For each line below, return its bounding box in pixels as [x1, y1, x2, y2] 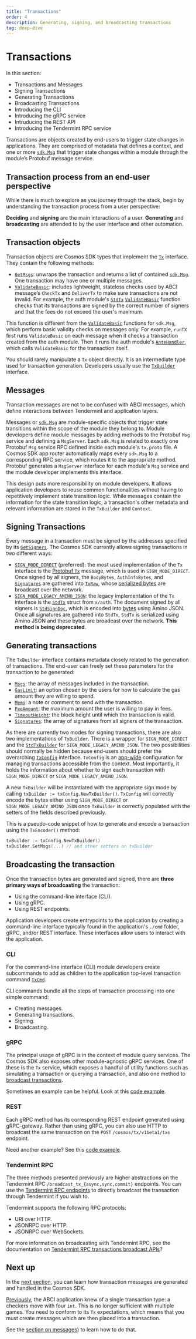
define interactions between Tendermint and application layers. [6, 407, 159, 414]
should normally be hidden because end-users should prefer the [6, 748, 162, 755]
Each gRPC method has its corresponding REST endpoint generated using [6, 1116, 185, 1123]
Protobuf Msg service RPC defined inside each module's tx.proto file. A [6, 443, 178, 450]
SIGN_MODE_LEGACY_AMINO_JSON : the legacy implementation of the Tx [14, 593, 174, 600]
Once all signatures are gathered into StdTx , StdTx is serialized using [14, 611, 180, 618]
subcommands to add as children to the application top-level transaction [6, 970, 181, 977]
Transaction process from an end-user [6, 171, 150, 182]
